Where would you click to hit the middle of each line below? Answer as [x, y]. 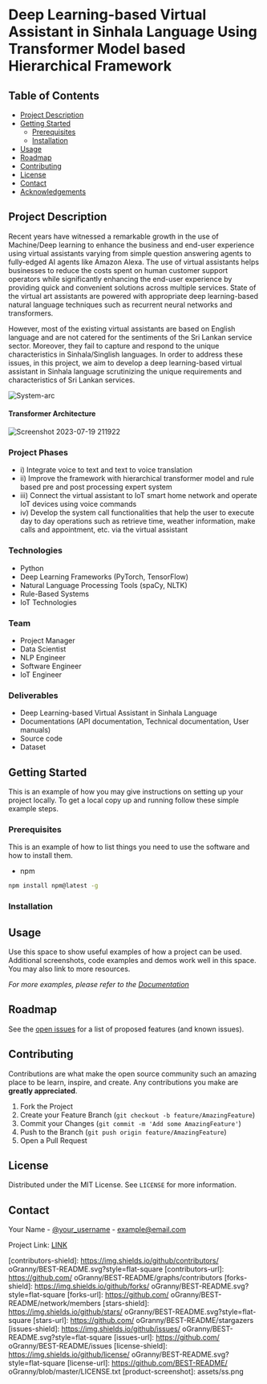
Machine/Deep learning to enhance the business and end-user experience [131, 245]
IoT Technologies [49, 602]
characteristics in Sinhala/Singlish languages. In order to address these [125, 354]
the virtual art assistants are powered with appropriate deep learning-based [133, 296]
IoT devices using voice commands [78, 504]
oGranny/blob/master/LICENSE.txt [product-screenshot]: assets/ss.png [126, 1372]
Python [32, 568]
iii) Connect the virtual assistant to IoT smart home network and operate [139, 496]
